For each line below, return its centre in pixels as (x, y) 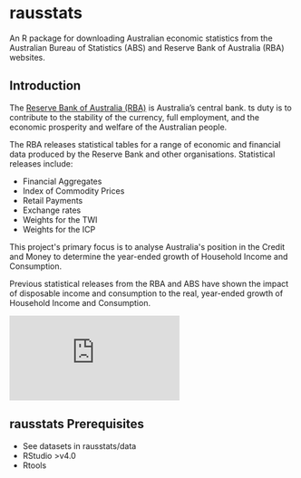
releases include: (41, 163)
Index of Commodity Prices (73, 191)
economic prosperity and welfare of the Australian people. (118, 127)
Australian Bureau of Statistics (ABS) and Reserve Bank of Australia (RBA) (147, 47)
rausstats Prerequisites (77, 424)
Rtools (34, 465)
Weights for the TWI (60, 219)
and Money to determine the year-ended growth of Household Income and (149, 256)
